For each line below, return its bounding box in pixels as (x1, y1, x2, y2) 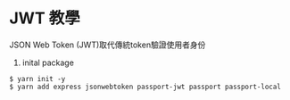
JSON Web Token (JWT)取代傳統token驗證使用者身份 (9, 39, 206, 50)
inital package (21, 57, 74, 68)
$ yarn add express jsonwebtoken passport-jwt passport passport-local (9, 82, 281, 91)
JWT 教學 (9, 8, 80, 29)
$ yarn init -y (9, 74, 66, 83)
